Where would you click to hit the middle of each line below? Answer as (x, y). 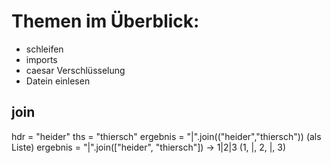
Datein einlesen (58, 81)
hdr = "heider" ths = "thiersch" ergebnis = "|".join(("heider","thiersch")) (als (166, 136)
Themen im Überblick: (105, 21)
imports (41, 59)
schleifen (44, 49)
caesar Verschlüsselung (75, 70)
